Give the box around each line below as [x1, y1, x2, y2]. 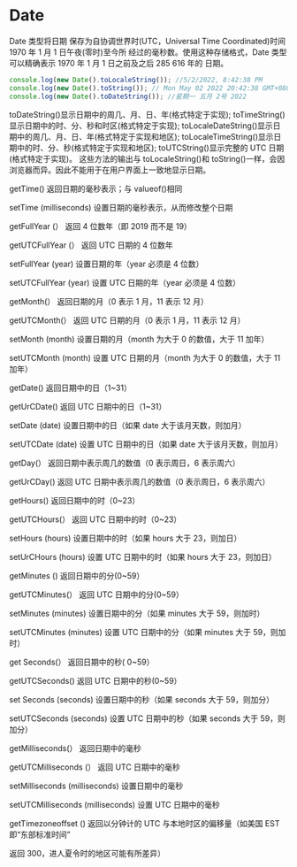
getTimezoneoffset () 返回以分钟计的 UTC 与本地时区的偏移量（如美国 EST [9, 817, 280, 828]
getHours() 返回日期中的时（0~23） [9, 495, 141, 505]
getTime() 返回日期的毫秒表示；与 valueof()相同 [9, 183, 183, 194]
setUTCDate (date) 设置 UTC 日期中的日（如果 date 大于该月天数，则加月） [9, 439, 283, 449]
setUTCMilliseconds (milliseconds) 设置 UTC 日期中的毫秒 [9, 799, 221, 809]
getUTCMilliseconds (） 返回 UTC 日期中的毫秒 [9, 762, 181, 772]
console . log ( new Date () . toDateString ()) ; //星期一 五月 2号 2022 [9, 92, 247, 101]
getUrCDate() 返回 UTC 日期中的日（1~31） [9, 401, 167, 411]
